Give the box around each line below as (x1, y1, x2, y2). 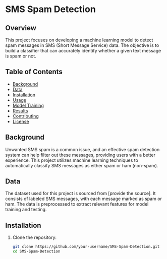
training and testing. (5, 207, 47, 213)
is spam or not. (5, 53, 36, 59)
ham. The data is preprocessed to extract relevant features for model (5, 201, 149, 207)
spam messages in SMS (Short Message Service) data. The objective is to (5, 42, 159, 48)
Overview (5, 24, 37, 32)
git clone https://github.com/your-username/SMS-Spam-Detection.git (12, 244, 160, 249)
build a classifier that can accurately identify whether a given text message (5, 48, 161, 53)
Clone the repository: (12, 234, 57, 240)
